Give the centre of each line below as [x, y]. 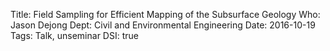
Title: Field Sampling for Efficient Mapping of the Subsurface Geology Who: [165, 14]
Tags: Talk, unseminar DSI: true [74, 35]
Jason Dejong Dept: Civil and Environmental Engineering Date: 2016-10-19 [163, 25]
